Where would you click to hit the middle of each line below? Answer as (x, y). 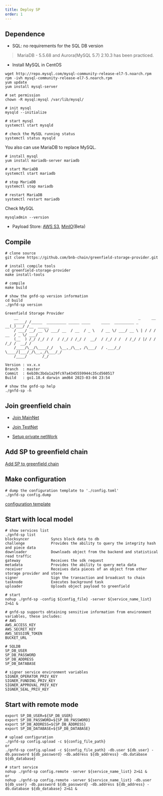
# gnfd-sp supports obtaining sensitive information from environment (78, 612)
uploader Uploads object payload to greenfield (68, 586)
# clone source (20, 253)
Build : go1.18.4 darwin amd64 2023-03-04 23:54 (58, 378)
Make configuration (36, 479)
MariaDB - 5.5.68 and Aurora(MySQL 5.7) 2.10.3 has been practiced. (85, 55)
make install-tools (25, 275)
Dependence (25, 34)
